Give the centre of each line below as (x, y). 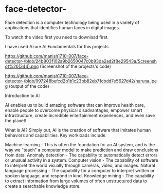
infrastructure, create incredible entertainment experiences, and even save (80, 115)
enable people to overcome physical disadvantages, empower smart (74, 110)
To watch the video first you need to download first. (57, 37)
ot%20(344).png (22, 66)
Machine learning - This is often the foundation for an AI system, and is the (80, 144)
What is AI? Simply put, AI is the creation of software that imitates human (78, 130)
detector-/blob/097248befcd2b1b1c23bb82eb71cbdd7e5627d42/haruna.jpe (81, 81)
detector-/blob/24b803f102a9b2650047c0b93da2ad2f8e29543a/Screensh (81, 61)
